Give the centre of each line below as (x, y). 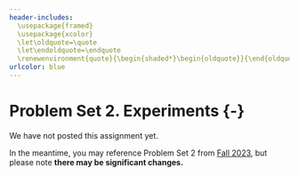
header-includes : (41, 17)
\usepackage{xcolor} (55, 34)
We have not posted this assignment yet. (84, 135)
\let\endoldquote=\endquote (69, 51)
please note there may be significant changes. (97, 162)
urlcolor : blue (37, 68)
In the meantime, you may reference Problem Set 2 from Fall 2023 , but (138, 153)
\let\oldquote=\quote (57, 42)
